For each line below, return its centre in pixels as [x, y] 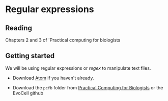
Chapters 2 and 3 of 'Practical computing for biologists [63, 40]
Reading [19, 28]
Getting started [30, 56]
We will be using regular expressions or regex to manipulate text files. [78, 68]
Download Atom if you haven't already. [53, 78]
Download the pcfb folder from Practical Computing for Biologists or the [88, 87]
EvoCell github [28, 93]
